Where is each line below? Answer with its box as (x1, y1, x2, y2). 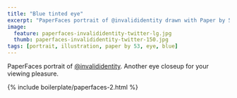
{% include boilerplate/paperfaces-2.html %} (7, 83, 139, 91)
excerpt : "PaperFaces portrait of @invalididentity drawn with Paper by (7, 17, 226, 24)
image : (7, 23, 27, 30)
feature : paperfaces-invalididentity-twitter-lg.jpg (13, 29, 172, 37)
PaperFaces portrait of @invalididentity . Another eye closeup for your (7, 62, 209, 70)
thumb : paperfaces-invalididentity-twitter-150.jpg (13, 36, 169, 43)
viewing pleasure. (7, 69, 59, 78)
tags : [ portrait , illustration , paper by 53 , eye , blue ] (7, 43, 178, 50)
